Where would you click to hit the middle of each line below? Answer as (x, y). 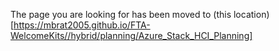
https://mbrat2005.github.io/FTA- (82, 25)
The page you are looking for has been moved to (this (121, 14)
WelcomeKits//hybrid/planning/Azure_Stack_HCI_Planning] (131, 35)
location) (251, 14)
